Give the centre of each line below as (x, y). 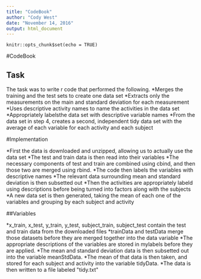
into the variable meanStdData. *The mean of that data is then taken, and (97, 257)
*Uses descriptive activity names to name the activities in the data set (93, 109)
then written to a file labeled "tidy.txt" (52, 270)
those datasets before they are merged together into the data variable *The (100, 238)
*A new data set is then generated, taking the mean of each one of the (94, 196)
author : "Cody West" (32, 17)
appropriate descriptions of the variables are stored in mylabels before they (100, 244)
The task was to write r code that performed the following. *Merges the (95, 89)
